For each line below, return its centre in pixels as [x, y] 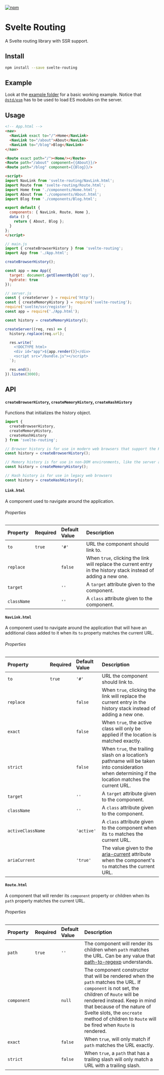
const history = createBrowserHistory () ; [48, 453]
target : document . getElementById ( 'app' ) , [52, 275]
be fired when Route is [110, 1025]
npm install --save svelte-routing [41, 68]
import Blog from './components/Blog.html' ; [51, 199]
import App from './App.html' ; [37, 253]
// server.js [18, 293]
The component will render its [118, 944]
